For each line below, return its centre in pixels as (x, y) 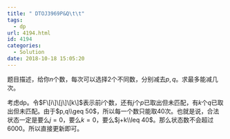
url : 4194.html (29, 33)
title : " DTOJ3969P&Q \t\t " (46, 13)
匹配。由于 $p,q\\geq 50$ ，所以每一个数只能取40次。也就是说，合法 (122, 111)
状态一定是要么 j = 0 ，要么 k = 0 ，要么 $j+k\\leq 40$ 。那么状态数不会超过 (111, 120)
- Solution (29, 53)
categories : (24, 46)
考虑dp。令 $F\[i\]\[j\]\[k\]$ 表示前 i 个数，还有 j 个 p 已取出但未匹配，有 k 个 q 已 (112, 102)
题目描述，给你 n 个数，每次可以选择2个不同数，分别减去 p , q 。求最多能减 (110, 79)
